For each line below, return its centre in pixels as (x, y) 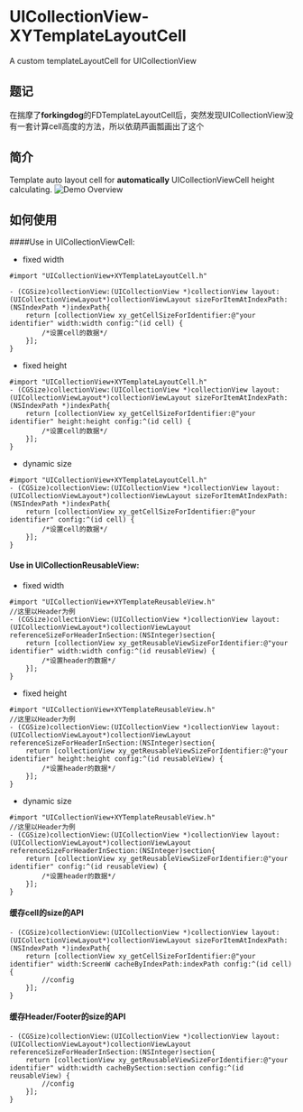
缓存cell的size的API (46, 913)
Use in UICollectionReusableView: (74, 565)
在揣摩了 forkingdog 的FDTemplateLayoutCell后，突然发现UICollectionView (147, 115)
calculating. (31, 189)
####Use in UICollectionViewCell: (72, 242)
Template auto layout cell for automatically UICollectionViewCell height (142, 180)
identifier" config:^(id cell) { (72, 520)
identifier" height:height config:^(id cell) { (101, 422)
